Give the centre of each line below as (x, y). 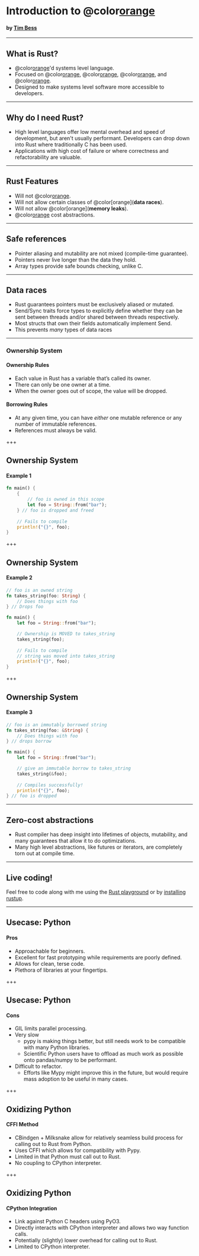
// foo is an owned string (39, 590)
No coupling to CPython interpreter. (58, 1163)
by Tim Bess (22, 27)
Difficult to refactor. (38, 1066)
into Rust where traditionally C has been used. (71, 145)
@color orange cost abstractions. (54, 215)
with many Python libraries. (57, 1047)
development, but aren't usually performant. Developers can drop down (102, 139)
